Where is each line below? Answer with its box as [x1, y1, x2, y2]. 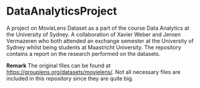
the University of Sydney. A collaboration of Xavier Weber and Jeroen [6, 30, 181, 38]
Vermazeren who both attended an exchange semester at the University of [6, 37, 194, 44]
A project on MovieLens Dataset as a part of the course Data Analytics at [6, 24, 190, 32]
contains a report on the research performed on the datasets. [6, 50, 160, 57]
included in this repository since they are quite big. [6, 75, 134, 82]
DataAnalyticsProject [6, 4, 117, 18]
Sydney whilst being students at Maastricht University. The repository [6, 44, 182, 51]
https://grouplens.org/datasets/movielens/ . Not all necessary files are [6, 68, 181, 75]
